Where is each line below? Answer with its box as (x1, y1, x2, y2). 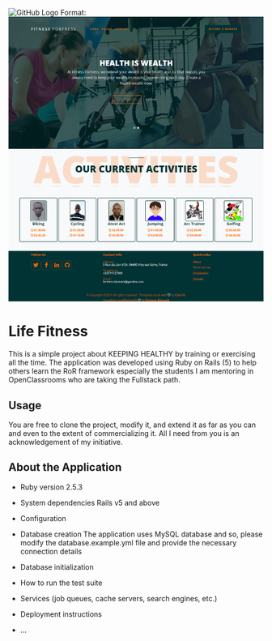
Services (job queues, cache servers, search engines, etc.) (19, 593, 218, 603)
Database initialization (19, 562, 95, 571)
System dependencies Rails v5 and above (19, 498, 160, 507)
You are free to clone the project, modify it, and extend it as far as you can (8, 420, 257, 429)
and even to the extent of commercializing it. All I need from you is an (8, 428, 240, 438)
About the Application (8, 460, 122, 474)
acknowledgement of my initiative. (8, 437, 123, 447)
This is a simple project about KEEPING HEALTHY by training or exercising (8, 349, 256, 359)
